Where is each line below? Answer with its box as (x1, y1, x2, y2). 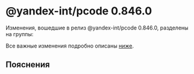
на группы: (5, 30, 34, 37)
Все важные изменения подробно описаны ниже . (5, 42, 134, 49)
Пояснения (5, 60, 50, 70)
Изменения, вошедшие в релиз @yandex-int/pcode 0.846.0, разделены (5, 24, 189, 31)
